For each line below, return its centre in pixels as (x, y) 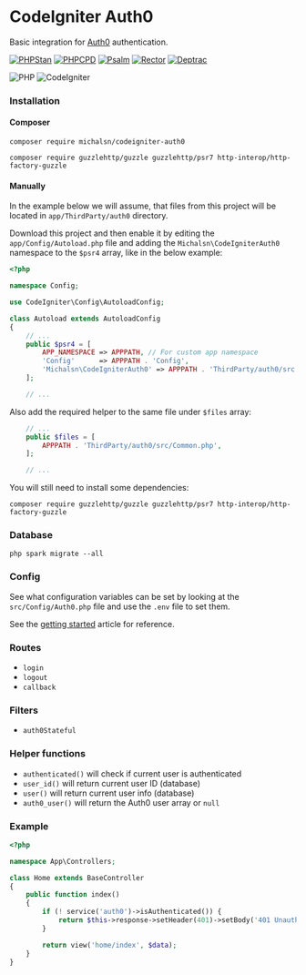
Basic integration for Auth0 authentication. (89, 42)
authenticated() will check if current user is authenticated (132, 773)
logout (35, 678)
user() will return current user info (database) (108, 793)
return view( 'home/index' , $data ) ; (110, 945)
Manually (27, 186)
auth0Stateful (49, 731)
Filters (24, 710)
